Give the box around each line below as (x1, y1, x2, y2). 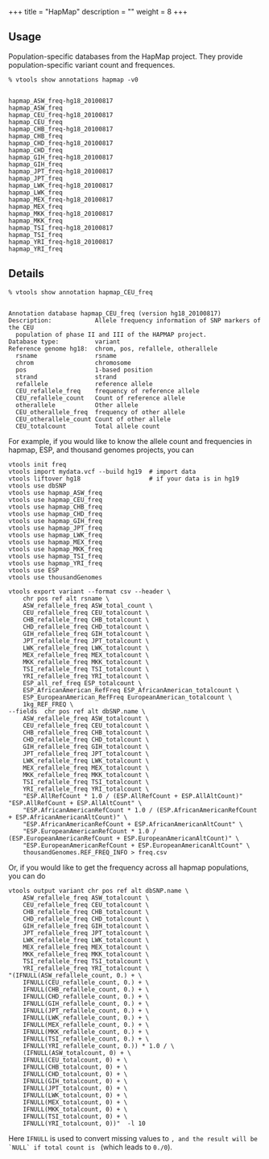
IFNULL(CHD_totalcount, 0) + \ (23, 1070, 128, 1078)
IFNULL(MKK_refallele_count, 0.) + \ (23, 1028, 150, 1036)
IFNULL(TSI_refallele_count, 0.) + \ (23, 1035, 150, 1043)
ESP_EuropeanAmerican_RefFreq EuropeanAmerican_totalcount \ (23, 693, 232, 701)
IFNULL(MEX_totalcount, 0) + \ (23, 1098, 128, 1107)
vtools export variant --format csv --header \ (8, 588, 172, 596)
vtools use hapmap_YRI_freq (8, 559, 103, 567)
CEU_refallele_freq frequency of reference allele (15, 387, 200, 395)
